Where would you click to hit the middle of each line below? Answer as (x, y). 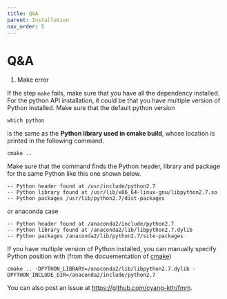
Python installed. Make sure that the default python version (91, 108)
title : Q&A (23, 13)
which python (26, 121)
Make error (33, 80)
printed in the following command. (56, 141)
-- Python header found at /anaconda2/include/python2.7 (91, 224)
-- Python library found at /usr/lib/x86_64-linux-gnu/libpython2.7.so (112, 192)
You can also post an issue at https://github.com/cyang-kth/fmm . (100, 288)
